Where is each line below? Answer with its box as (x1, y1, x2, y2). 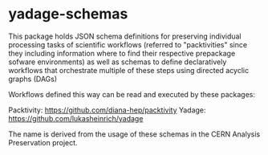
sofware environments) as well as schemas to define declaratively (8, 57, 227, 67)
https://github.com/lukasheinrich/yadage (8, 113, 144, 123)
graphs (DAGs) (8, 74, 58, 84)
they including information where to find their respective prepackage (8, 48, 236, 58)
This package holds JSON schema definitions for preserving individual (8, 31, 242, 41)
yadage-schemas (8, 5, 128, 23)
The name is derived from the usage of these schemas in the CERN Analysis (8, 129, 261, 139)
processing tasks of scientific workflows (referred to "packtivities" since (8, 39, 247, 49)
